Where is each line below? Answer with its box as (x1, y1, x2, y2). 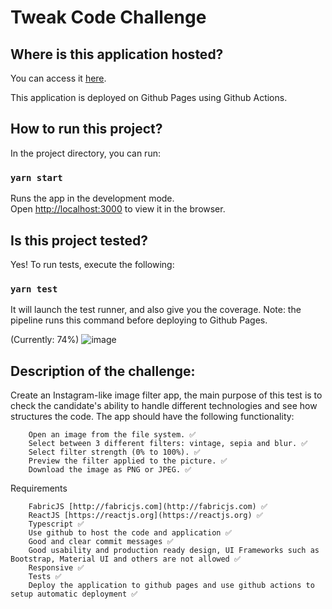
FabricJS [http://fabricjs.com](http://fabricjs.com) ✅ (28, 502, 268, 512)
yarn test (10, 283, 58, 295)
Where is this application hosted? (10, 46, 224, 63)
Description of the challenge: (10, 362, 196, 380)
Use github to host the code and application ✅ (28, 528, 232, 538)
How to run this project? (10, 121, 163, 138)
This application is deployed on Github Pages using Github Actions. (10, 92, 288, 103)
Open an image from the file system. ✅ (28, 430, 197, 440)
